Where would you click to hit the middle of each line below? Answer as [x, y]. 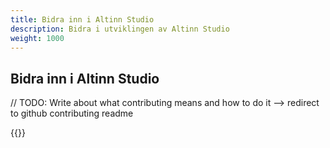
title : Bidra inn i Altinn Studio [82, 19]
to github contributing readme [72, 113]
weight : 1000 [37, 38]
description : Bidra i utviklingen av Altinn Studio [120, 29]
